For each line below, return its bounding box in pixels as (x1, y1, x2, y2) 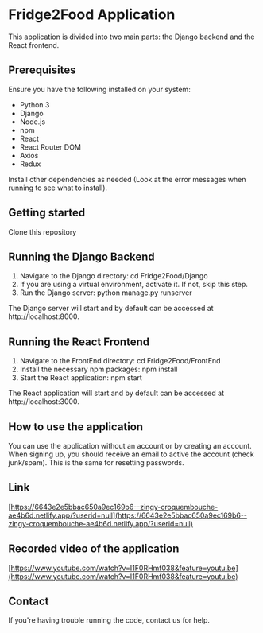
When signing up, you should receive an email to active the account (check (8, 449, 254, 459)
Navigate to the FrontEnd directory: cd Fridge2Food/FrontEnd (19, 356, 221, 366)
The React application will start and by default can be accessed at (8, 388, 225, 398)
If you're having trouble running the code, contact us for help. (8, 616, 211, 625)
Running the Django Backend (8, 250, 155, 263)
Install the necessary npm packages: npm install (19, 364, 178, 375)
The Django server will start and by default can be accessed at (8, 304, 214, 313)
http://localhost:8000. (8, 312, 79, 321)
